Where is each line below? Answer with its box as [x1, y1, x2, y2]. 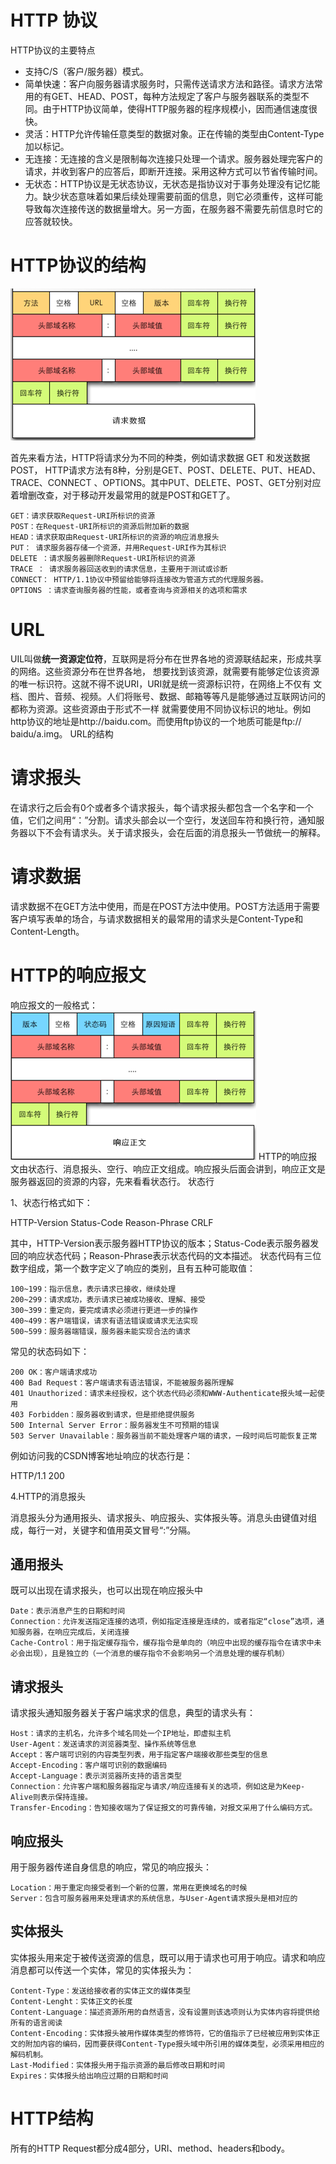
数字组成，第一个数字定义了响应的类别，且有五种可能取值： [10, 1262, 256, 1274]
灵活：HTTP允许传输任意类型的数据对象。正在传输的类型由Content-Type [24, 127, 325, 140]
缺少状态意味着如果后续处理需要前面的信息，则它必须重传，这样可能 [42, 190, 323, 202]
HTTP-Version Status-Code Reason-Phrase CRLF [10, 1216, 214, 1228]
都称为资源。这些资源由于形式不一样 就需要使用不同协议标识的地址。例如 [10, 702, 311, 715]
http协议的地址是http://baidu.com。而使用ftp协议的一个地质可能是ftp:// [10, 715, 302, 727]
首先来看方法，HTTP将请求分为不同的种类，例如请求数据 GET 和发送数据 [10, 451, 311, 463]
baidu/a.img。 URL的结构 [10, 727, 114, 740]
